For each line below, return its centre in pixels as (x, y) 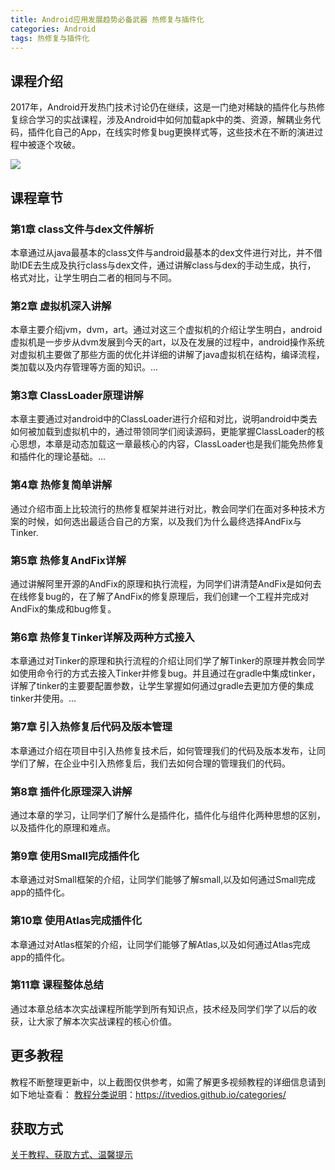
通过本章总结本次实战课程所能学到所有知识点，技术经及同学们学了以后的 (159, 1008)
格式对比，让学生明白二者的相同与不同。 (93, 277)
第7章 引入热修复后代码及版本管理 (91, 727)
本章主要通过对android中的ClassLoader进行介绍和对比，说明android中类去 (164, 419)
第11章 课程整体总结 (57, 985)
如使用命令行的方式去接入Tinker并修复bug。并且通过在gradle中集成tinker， (165, 673)
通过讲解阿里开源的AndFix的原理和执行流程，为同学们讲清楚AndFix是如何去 (166, 584)
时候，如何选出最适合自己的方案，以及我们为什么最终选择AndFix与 (164, 521)
